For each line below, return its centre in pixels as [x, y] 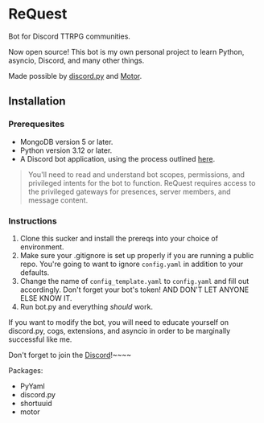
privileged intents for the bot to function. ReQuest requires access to [142, 183]
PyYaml [33, 386]
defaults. [35, 272]
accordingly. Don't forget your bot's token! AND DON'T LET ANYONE [134, 290]
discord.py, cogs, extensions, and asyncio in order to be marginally [120, 331]
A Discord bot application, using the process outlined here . [118, 158]
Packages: [26, 370]
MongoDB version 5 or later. [66, 142]
